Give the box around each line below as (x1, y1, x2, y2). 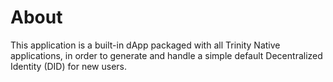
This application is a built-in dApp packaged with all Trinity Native (10, 39, 281, 51)
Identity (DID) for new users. (10, 60, 127, 72)
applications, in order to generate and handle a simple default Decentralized (10, 49, 323, 61)
